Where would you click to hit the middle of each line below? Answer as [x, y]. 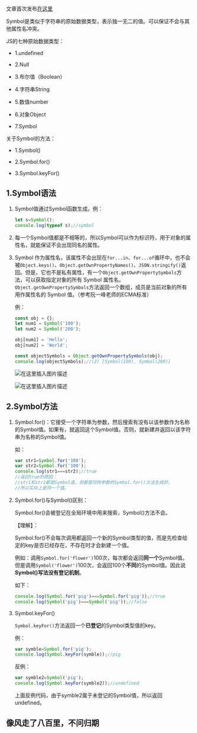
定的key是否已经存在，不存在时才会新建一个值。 [73, 545]
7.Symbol [26, 126]
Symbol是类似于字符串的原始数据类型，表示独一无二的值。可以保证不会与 [95, 21]
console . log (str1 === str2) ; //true [56, 472]
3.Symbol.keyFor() [37, 173]
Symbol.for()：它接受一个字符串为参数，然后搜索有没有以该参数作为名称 [102, 422]
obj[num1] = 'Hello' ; [41, 340]
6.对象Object [30, 114]
